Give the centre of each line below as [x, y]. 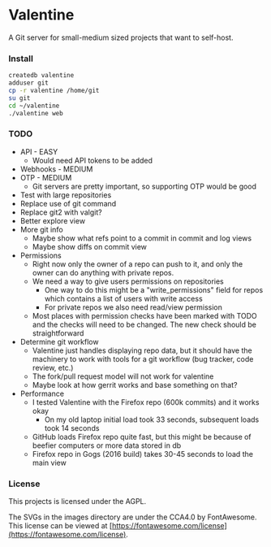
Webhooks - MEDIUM [56, 169]
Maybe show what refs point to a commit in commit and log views [142, 238]
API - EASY [39, 151]
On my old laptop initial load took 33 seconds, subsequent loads [152, 419]
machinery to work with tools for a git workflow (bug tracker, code [143, 358]
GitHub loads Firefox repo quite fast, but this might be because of [142, 436]
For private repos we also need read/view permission [133, 307]
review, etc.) [53, 367]
